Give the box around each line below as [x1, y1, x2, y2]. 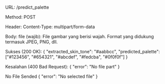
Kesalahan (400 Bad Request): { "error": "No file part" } [5, 64, 120, 69]
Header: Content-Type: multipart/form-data [5, 24, 95, 30]
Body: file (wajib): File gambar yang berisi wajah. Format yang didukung [5, 34, 154, 39]
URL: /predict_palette [5, 5, 49, 10]
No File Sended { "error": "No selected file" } [5, 73, 98, 79]
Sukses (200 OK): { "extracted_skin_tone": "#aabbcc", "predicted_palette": [5, 49, 160, 54]
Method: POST [5, 14, 36, 20]
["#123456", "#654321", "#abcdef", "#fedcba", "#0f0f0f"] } [5, 54, 128, 60]
